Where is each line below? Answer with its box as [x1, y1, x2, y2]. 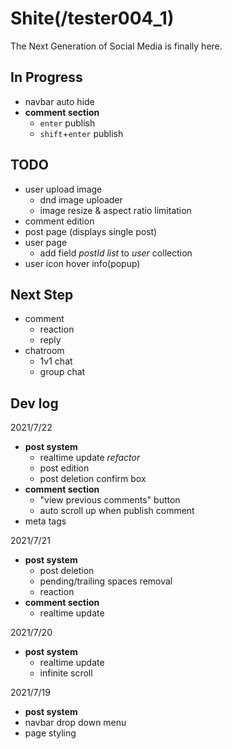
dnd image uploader [39, 193, 123, 206]
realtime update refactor [39, 452, 141, 464]
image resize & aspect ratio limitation [39, 204, 192, 216]
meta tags [24, 515, 67, 527]
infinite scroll [39, 667, 93, 679]
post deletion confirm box [39, 473, 147, 485]
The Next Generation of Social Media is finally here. [10, 40, 223, 52]
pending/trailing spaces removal [39, 575, 173, 587]
